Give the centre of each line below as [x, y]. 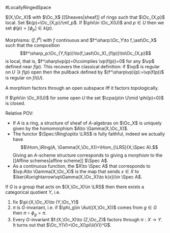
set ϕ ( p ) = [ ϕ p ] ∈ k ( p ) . [29, 29]
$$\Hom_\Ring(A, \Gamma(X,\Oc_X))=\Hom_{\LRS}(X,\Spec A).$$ [89, 147]
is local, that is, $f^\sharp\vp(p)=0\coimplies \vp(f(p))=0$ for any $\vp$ [80, 61]
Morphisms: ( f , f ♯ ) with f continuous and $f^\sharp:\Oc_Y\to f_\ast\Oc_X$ [81, 39]
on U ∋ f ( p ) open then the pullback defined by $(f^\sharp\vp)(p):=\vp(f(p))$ [85, 72]
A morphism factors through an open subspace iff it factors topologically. [82, 88]
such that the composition [33, 45]
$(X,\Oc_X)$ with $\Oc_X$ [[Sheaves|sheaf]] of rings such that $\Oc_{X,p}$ [85, 17]
